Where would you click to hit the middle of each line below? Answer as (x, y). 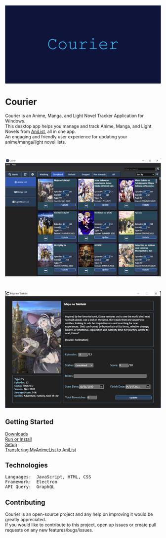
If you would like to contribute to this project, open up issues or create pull (81, 525)
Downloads (17, 434)
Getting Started (29, 422)
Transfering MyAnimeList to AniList (41, 450)
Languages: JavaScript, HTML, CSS (48, 477)
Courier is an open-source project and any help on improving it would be (79, 514)
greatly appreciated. (26, 520)
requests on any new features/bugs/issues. (49, 530)
